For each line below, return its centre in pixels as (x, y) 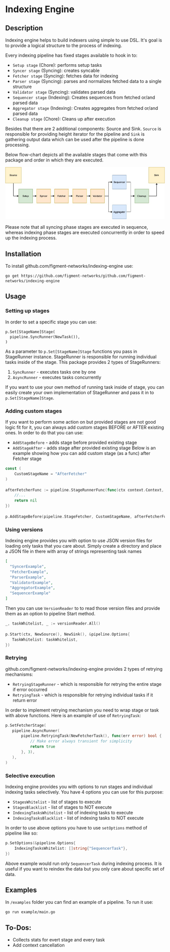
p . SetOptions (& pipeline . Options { (40, 843)
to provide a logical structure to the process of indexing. (64, 46)
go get (12, 276)
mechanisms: (19, 674)
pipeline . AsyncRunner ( (36, 731)
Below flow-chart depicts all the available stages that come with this (76, 155)
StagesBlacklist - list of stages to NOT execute (62, 807)
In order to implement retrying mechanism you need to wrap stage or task (82, 710)
